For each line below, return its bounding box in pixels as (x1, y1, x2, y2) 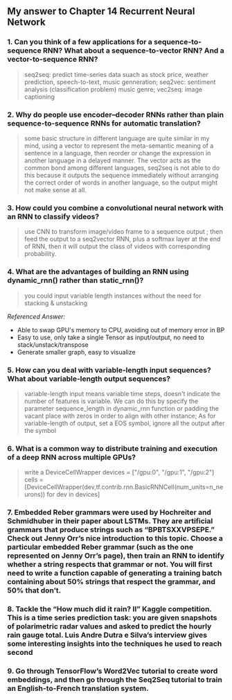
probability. (24, 250, 57, 258)
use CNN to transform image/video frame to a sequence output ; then (24, 228, 223, 236)
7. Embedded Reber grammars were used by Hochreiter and (7, 508, 211, 518)
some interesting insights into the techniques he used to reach (7, 639, 222, 649)
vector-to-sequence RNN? (7, 55, 98, 65)
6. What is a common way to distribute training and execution (7, 443, 218, 453)
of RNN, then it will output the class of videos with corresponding (24, 242, 211, 250)
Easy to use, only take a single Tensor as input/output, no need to (17, 333, 204, 341)
